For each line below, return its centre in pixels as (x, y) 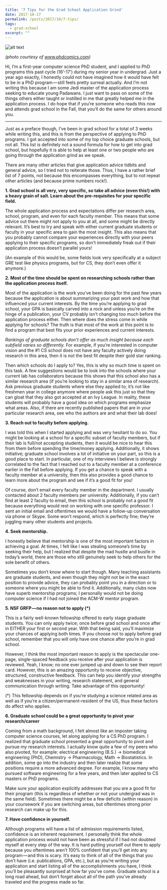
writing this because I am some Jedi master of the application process (77, 88)
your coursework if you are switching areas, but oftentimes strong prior (78, 804)
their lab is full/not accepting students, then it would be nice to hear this (79, 443)
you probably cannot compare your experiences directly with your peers (79, 237)
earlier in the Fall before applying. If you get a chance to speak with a (76, 469)
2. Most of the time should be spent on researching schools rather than (80, 278)
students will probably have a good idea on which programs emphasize (78, 402)
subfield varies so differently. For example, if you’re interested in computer (82, 345)
